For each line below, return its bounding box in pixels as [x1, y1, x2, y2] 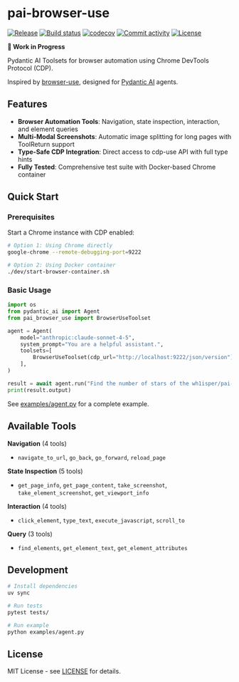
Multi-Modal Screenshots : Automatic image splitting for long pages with [17, 132, 232, 140]
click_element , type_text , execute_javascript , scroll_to [17, 515, 185, 525]
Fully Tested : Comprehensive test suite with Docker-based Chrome [17, 162, 216, 171]
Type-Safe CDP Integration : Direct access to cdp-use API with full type [17, 148, 228, 156]
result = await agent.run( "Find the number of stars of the [7, 380, 190, 387]
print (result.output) [7, 386, 72, 393]
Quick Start [7, 191, 59, 203]
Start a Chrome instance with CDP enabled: [7, 228, 135, 237]
